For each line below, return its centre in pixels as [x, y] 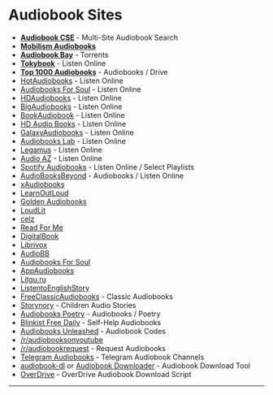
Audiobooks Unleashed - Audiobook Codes [93, 331]
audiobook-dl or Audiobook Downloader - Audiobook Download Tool [135, 365]
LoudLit [33, 210]
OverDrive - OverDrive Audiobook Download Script [106, 374]
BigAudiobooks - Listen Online [71, 106]
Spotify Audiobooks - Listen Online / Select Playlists [107, 167]
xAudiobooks [42, 184]
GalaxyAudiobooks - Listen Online [77, 132]
